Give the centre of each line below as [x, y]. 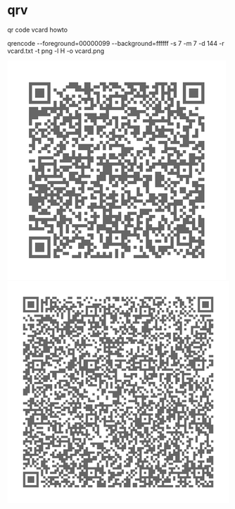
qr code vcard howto [38, 30]
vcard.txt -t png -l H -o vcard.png [56, 51]
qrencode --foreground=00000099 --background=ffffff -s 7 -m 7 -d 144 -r [116, 43]
